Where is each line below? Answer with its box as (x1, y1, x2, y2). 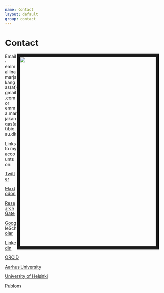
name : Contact (5, 7, 34, 12)
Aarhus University (5, 264, 41, 270)
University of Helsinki (5, 273, 48, 279)
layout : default (5, 12, 38, 17)
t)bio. (5, 126, 16, 132)
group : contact (5, 16, 36, 21)
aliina (5, 69, 16, 75)
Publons (5, 283, 22, 289)
